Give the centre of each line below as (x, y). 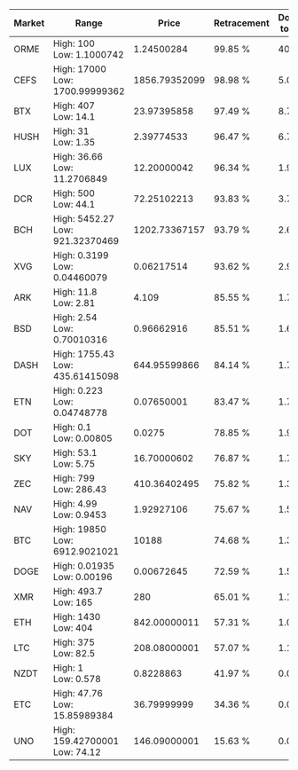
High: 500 (74, 193)
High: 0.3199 (81, 255)
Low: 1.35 (74, 142)
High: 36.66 (78, 157)
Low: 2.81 (74, 303)
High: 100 (74, 43)
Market (29, 23)
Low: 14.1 (74, 117)
